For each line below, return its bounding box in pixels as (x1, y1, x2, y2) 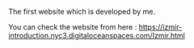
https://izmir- (138, 22, 183, 31)
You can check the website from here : (8, 22, 137, 31)
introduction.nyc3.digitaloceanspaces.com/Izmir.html (8, 31, 186, 40)
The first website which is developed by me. (8, 7, 156, 16)
